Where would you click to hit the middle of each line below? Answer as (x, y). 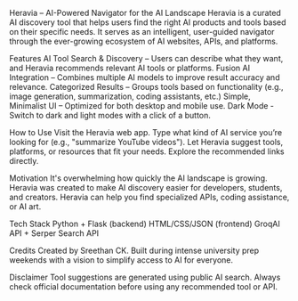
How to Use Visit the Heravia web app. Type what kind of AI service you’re (146, 132)
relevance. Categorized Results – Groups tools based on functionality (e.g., (146, 87)
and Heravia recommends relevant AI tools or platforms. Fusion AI (130, 68)
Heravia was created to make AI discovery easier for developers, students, (146, 187)
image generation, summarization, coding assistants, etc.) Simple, (130, 96)
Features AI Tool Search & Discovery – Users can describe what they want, (146, 58)
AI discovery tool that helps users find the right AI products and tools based (148, 22)
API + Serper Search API (54, 233)
